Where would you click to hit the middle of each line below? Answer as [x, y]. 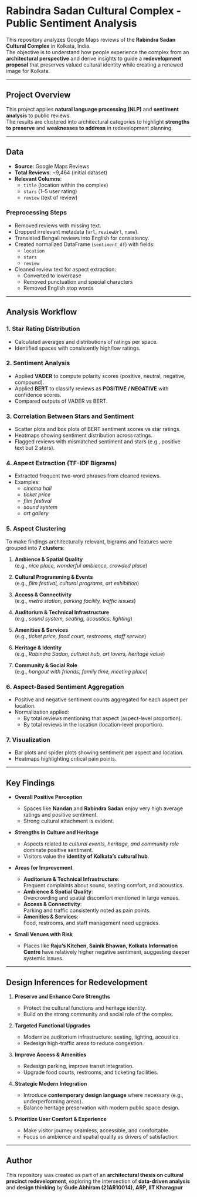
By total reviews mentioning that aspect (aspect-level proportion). [103, 718]
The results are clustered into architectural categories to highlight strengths [98, 121]
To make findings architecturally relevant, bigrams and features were [89, 541]
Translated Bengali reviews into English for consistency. [82, 238]
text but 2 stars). [35, 448]
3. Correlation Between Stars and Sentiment [70, 416]
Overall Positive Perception [48, 797]
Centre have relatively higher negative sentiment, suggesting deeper [106, 952]
